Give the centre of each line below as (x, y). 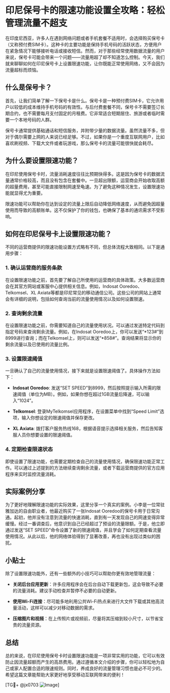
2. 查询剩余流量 (24, 313)
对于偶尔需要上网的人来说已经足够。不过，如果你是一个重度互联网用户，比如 (85, 137)
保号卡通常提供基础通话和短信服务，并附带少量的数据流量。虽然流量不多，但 (85, 130)
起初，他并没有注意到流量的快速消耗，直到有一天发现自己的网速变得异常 (89, 517)
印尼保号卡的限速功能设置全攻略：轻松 (85, 10)
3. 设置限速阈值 (24, 358)
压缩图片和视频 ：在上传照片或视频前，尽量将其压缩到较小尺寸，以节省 (86, 619)
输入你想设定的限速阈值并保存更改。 (59, 418)
